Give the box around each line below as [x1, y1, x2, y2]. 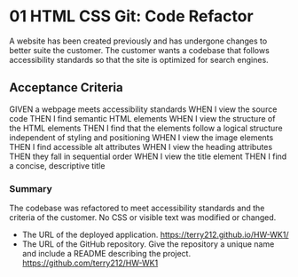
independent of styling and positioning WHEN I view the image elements [9, 131, 274, 143]
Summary [9, 182, 53, 194]
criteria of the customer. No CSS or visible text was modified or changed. [9, 212, 277, 223]
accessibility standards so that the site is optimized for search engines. [9, 54, 269, 65]
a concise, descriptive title [9, 160, 106, 170]
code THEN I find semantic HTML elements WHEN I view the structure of [9, 113, 276, 123]
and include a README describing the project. [21, 249, 192, 259]
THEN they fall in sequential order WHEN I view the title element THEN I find [9, 151, 287, 162]
